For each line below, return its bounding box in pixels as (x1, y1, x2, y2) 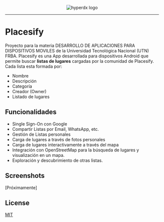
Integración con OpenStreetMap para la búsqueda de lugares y (12, 147, 139, 153)
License (5, 198, 30, 207)
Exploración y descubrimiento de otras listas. (12, 157, 103, 163)
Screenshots (5, 172, 45, 180)
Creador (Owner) (12, 88, 47, 94)
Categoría (12, 83, 33, 89)
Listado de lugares (12, 94, 50, 99)
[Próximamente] (5, 184, 38, 191)
